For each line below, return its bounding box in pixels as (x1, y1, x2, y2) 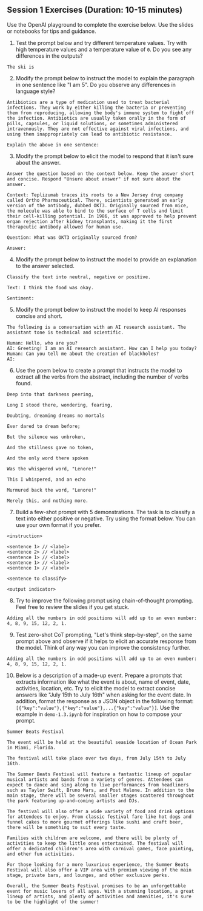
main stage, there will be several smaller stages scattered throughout (7, 792, 195, 799)
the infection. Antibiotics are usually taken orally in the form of (7, 115, 187, 121)
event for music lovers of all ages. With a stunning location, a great (7, 888, 195, 894)
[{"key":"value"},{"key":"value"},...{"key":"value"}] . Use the (15, 704, 179, 711)
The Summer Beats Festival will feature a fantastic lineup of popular (7, 771, 191, 777)
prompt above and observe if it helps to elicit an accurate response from (15, 638, 196, 645)
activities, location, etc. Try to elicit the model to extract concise (15, 684, 176, 692)
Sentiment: (7, 295, 35, 301)
